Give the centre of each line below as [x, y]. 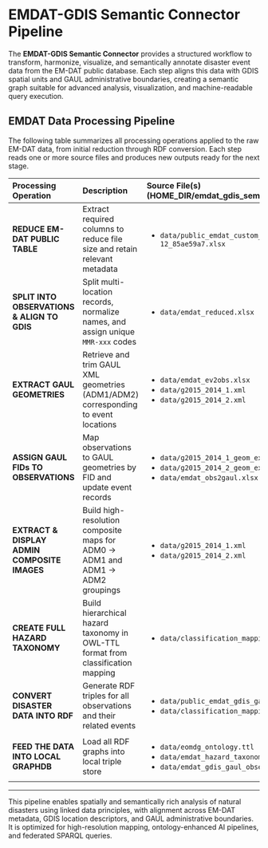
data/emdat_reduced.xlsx [207, 312]
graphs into [104, 751]
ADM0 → [99, 550]
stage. [19, 166]
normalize [101, 311]
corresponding [110, 404]
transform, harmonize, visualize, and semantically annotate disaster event [130, 62]
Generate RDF [109, 685]
